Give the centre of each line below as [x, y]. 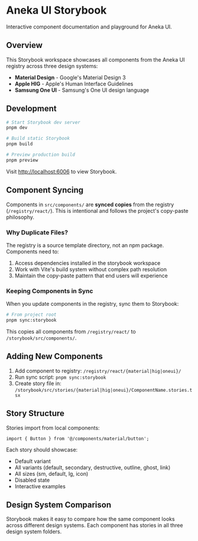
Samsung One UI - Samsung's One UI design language [82, 90]
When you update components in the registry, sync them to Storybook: [92, 304]
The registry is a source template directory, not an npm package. [85, 245]
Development [32, 109]
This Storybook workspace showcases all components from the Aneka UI [95, 59]
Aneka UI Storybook [56, 10]
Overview [25, 45]
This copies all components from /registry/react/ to [71, 331]
